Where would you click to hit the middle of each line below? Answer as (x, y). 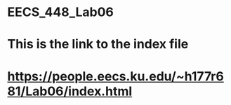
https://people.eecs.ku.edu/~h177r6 (116, 76)
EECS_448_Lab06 (60, 12)
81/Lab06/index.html (70, 91)
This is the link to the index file (98, 44)
